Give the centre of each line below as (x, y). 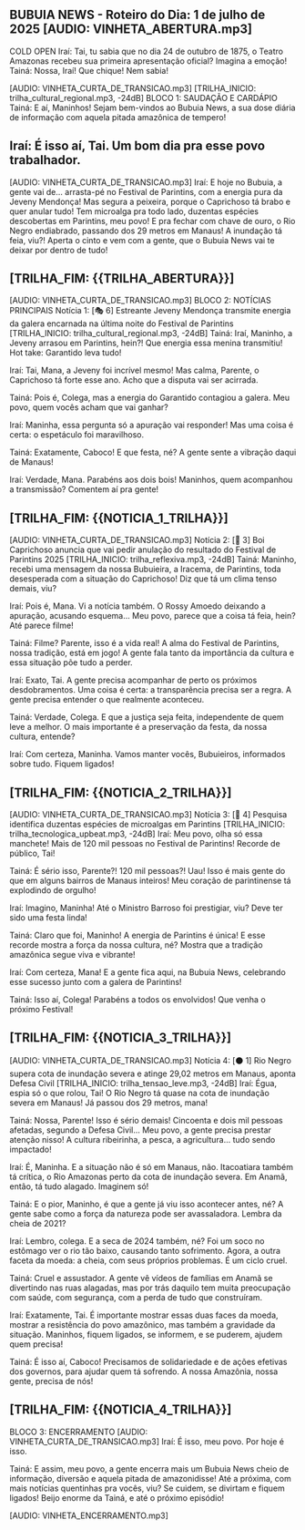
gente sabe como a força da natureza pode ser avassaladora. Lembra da (146, 1213)
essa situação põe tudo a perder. (71, 662)
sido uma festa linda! (49, 918)
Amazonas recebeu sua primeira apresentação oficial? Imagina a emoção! (148, 61)
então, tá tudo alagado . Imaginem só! (79, 1186)
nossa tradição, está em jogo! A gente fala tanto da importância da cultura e (152, 653)
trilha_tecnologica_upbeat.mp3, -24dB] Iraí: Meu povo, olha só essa (136, 834)
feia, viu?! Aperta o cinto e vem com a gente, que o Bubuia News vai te (142, 240)
